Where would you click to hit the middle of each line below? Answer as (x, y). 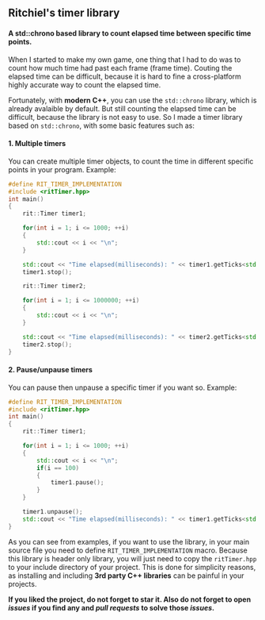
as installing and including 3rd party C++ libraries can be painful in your (126, 576)
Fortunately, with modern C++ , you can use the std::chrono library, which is (132, 100)
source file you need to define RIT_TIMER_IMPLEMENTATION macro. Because (128, 550)
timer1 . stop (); (47, 272)
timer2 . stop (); (47, 345)
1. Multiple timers (37, 144)
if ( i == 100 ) (58, 468)
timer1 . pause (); (77, 483)
